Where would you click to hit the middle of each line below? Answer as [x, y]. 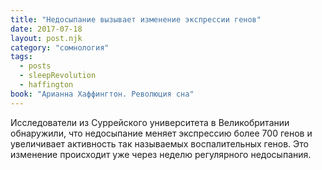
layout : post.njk [46, 38]
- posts [35, 66]
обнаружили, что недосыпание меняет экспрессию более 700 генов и [161, 133]
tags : [21, 57]
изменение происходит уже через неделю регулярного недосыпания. [161, 154]
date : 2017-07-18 [46, 29]
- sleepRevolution [58, 76]
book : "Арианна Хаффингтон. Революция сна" [102, 94]
